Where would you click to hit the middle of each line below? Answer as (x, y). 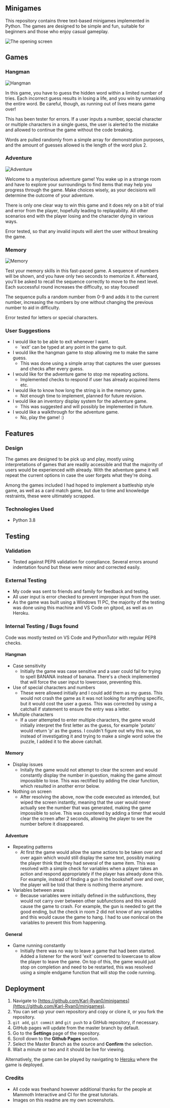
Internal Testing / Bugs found (42, 627)
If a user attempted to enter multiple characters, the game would (88, 720)
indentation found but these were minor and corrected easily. (77, 567)
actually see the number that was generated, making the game (86, 808)
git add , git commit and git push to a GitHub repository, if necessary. (86, 1022)
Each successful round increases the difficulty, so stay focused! (72, 287)
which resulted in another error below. (60, 786)
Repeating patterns (33, 847)
